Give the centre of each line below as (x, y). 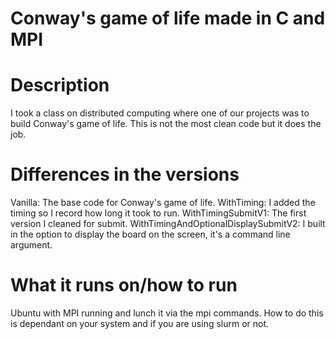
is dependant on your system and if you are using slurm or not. (140, 323)
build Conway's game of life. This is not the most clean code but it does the (166, 124)
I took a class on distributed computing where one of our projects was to (160, 113)
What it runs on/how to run (124, 285)
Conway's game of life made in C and (168, 18)
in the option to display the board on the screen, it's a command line (150, 234)
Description (60, 85)
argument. (31, 245)
